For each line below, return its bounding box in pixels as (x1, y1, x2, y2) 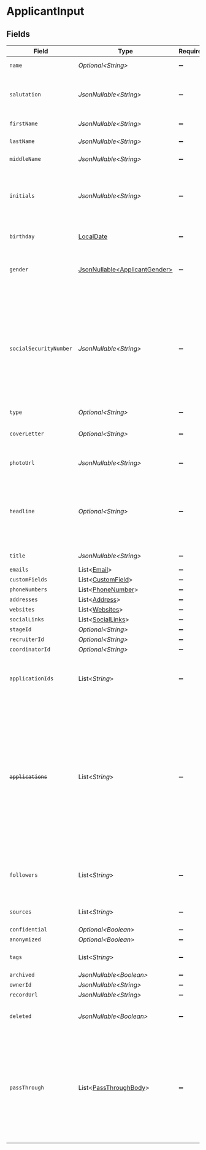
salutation (9, 91, 41, 98)
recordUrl (9, 992, 38, 998)
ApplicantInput (6, 4, 85, 18)
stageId (9, 626, 32, 633)
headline (9, 508, 35, 515)
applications (9, 774, 48, 780)
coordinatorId (9, 646, 51, 653)
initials (9, 192, 35, 199)
